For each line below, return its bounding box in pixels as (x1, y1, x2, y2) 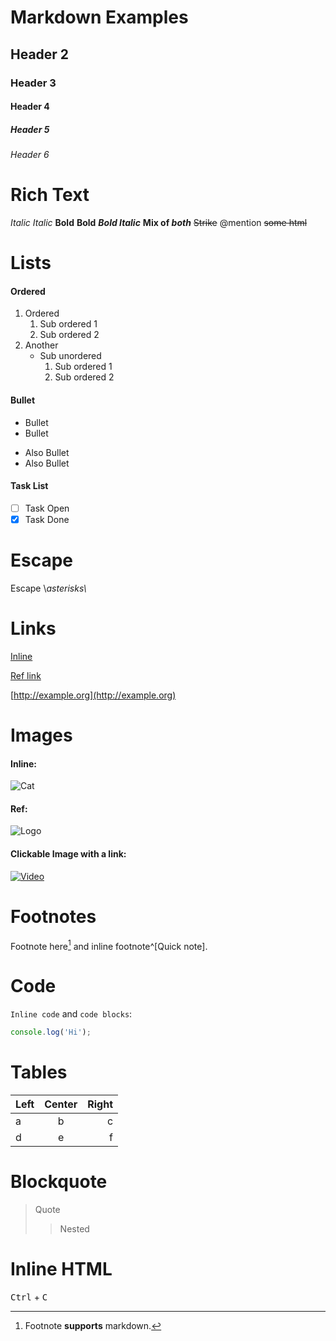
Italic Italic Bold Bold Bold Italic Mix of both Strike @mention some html (10, 217, 308, 228)
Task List (10, 480, 49, 492)
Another (24, 339, 59, 351)
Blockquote (10, 1171, 108, 1193)
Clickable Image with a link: (10, 847, 127, 860)
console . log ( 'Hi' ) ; (10, 1027, 92, 1038)
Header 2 (10, 46, 70, 63)
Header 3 (10, 76, 57, 90)
